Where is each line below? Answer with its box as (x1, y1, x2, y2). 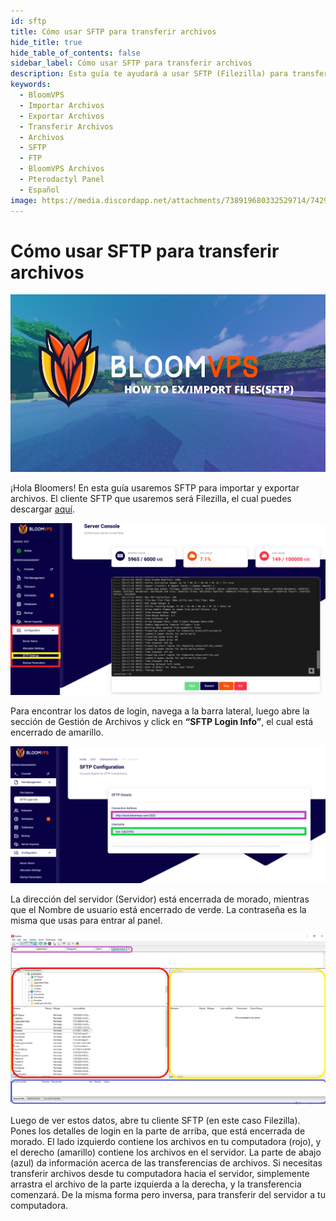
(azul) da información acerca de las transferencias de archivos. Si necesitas (10, 1157, 323, 1169)
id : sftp (10, 16, 47, 26)
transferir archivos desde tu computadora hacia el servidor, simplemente (10, 1168, 310, 1180)
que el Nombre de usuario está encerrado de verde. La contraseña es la (10, 904, 307, 916)
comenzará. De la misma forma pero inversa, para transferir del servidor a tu (10, 1189, 326, 1201)
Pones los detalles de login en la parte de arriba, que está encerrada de (10, 1125, 306, 1137)
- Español (19, 185, 60, 195)
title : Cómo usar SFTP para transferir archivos (10, 26, 217, 37)
